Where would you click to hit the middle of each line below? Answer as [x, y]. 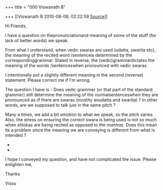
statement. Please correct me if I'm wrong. [48, 80]
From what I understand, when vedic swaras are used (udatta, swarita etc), [81, 50]
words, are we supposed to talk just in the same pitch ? [60, 105]
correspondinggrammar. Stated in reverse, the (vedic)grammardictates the [80, 60]
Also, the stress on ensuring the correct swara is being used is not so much [81, 120]
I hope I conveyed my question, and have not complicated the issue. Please [81, 159]
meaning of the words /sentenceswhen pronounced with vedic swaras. [76, 66]
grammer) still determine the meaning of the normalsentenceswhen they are [82, 95]
